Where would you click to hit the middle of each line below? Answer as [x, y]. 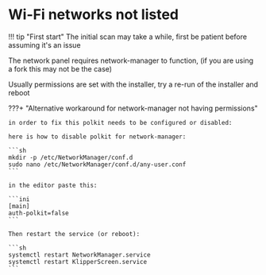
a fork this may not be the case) [60, 68]
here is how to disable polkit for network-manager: [97, 137]
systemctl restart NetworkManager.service [79, 255]
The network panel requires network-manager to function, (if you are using [131, 60]
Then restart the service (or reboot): [74, 234]
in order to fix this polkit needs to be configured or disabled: [120, 122]
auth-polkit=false [39, 213]
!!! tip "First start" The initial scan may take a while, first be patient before [128, 37]
